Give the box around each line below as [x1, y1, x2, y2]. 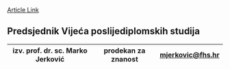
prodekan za [103, 46, 146, 55]
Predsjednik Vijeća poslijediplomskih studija [7, 25, 201, 37]
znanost [110, 54, 138, 64]
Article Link [7, 6, 39, 14]
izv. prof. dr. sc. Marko [12, 46, 88, 55]
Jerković [35, 54, 65, 64]
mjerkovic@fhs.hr [159, 50, 220, 59]
